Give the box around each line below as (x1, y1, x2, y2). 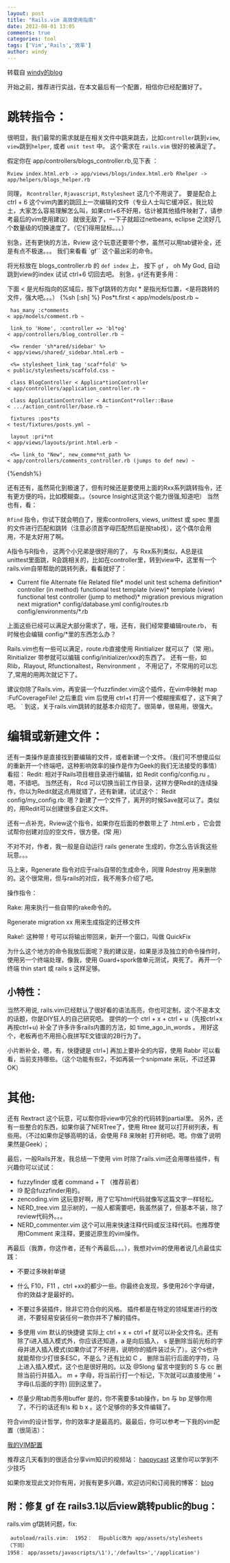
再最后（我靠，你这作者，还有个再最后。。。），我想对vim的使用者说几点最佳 (7, 1243, 216, 1252)
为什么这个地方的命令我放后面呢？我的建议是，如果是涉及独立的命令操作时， (7, 946, 224, 955)
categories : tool (7, 36, 57, 43)
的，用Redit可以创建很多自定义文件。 (7, 804, 112, 812)
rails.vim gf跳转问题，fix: (7, 1520, 78, 1528)
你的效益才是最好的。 (16, 1290, 78, 1298)
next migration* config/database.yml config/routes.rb (16, 599, 169, 608)
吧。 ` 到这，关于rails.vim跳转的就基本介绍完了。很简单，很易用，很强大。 (7, 702, 217, 710)
